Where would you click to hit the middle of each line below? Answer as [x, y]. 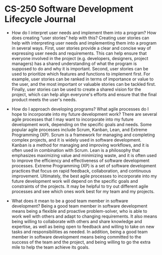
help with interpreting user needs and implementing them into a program [84, 43]
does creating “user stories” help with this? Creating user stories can [80, 38]
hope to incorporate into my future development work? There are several [84, 114]
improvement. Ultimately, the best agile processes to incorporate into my [84, 176]
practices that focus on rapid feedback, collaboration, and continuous [81, 171]
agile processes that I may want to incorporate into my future [73, 119]
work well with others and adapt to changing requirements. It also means [84, 216]
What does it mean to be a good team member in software [70, 201]
